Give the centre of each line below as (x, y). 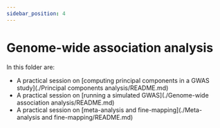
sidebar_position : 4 (36, 13)
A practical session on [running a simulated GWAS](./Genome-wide (112, 95)
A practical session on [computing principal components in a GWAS (113, 80)
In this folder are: (31, 67)
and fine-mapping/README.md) (88, 117)
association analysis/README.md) (65, 102)
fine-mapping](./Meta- (169, 110)
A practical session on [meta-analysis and (76, 110)
